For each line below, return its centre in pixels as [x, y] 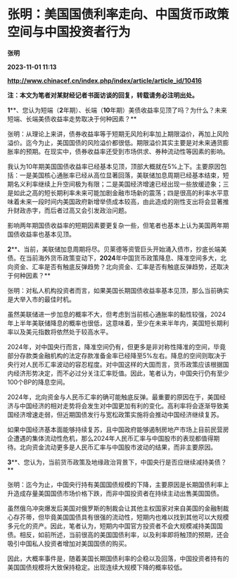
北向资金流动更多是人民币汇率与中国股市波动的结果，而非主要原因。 [118, 447]
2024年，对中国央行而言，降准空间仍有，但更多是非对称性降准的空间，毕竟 [117, 346]
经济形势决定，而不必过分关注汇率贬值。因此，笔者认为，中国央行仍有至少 [121, 373]
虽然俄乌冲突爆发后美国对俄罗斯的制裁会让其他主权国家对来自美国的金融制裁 [118, 508]
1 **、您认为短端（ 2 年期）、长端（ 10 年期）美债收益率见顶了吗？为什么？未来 [117, 110]
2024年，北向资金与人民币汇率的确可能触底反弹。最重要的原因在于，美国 [114, 397]
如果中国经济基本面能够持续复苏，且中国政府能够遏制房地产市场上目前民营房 [118, 429]
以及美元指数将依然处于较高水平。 [63, 332]
